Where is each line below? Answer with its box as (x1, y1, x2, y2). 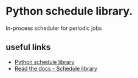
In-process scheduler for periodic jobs (5, 24, 102, 32)
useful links (5, 42, 51, 52)
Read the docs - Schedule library (14, 65, 98, 72)
